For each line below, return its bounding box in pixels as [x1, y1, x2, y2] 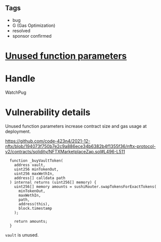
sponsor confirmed [12, 33, 52, 39]
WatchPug [5, 89, 26, 95]
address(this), [18, 201, 50, 206]
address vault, [14, 162, 46, 168]
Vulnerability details [5, 107, 90, 118]
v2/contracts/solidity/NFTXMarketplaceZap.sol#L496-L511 [5, 148, 125, 154]
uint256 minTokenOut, [14, 167, 59, 172]
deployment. [5, 128, 31, 134]
